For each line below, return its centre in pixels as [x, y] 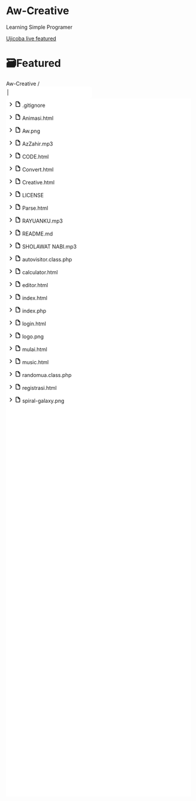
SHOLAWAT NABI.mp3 [49, 246]
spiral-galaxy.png [43, 400]
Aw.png [31, 131]
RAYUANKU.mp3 [43, 221]
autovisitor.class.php [47, 259]
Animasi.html [38, 118]
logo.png [33, 336]
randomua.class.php [47, 375]
